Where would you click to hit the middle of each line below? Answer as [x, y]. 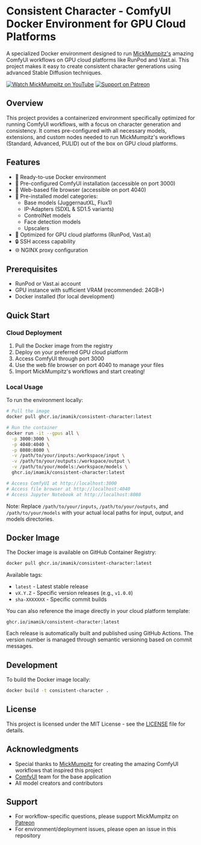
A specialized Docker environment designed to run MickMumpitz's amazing [100, 53]
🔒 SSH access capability [45, 241]
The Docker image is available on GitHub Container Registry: [81, 552]
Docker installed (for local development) [65, 297]
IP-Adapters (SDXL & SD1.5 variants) [69, 209]
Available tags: [24, 575]
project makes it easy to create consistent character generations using [94, 66]
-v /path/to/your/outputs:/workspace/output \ [71, 461]
